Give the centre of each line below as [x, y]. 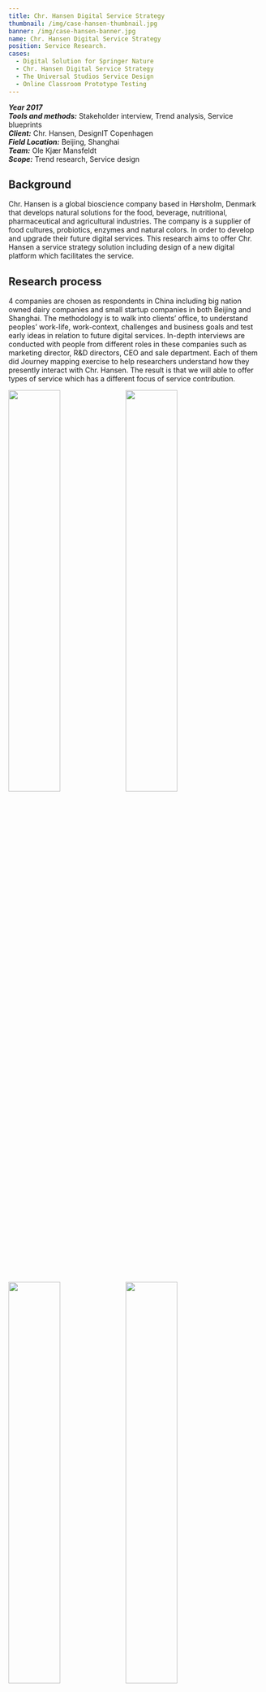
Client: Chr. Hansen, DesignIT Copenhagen [81, 133]
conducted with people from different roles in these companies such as [128, 344]
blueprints [25, 124]
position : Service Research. [58, 46]
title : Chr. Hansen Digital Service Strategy [86, 16]
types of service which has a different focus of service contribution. [122, 379]
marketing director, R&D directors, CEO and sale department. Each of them [133, 353]
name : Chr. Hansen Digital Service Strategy [85, 39]
